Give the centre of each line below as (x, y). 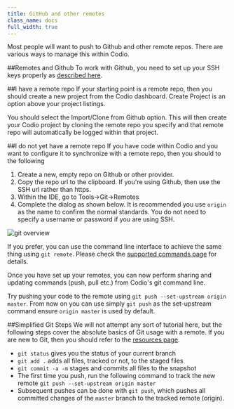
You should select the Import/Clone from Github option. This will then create (117, 117)
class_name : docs (33, 20)
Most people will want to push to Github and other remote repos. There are (115, 47)
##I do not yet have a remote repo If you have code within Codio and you (113, 146)
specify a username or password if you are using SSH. (96, 219)
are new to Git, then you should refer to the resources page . (94, 340)
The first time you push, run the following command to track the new (116, 376)
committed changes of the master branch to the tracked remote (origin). (121, 398)
